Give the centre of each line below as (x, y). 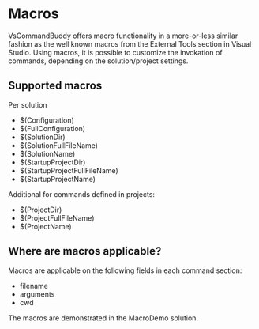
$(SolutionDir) (42, 137)
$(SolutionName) (47, 153)
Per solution (28, 104)
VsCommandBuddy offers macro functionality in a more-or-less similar (123, 36)
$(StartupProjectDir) (53, 162)
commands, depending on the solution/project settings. (98, 61)
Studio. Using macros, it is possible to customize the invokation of (115, 52)
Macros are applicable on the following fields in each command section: (125, 270)
